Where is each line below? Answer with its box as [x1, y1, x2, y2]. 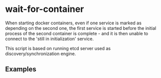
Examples [5, 65, 36, 74]
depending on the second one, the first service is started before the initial [5, 25, 157, 31]
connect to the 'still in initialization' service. [5, 36, 94, 42]
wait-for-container [5, 3, 84, 15]
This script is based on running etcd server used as [5, 45, 111, 51]
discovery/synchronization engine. [5, 51, 76, 57]
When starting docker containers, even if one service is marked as [5, 20, 142, 26]
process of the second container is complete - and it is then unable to [5, 30, 149, 36]
